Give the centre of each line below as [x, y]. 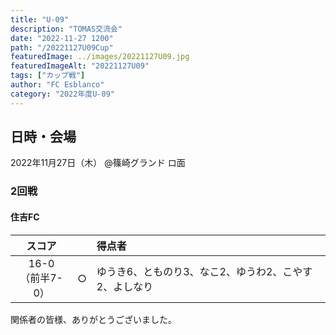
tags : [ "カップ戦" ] [48, 76]
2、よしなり [125, 286]
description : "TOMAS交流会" [66, 29]
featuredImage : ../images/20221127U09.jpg [100, 57]
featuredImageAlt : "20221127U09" [80, 66]
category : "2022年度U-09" [62, 94]
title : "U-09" [40, 19]
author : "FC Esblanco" [57, 85]
